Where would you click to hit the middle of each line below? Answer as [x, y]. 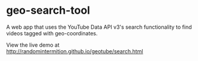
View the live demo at [33, 45]
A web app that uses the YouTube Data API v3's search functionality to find [99, 27]
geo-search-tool [48, 10]
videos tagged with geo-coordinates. [52, 33]
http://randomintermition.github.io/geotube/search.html [75, 51]
